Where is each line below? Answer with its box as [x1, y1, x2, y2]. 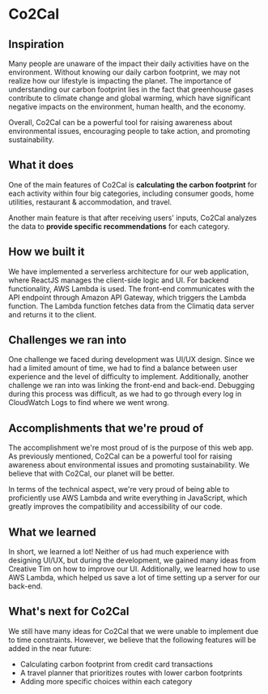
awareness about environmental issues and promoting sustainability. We [8, 460, 250, 470]
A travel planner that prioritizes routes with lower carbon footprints [19, 667, 243, 678]
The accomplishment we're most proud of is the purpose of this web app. [8, 443, 254, 453]
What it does [8, 158, 74, 172]
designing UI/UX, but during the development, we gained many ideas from [8, 555, 257, 565]
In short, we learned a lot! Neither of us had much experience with [8, 547, 229, 557]
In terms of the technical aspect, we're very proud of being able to [8, 485, 230, 494]
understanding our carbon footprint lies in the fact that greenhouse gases [8, 84, 253, 94]
